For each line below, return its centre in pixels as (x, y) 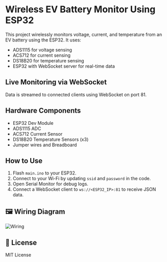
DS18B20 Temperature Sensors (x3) (51, 139)
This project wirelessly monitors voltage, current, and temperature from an (84, 34)
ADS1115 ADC (27, 128)
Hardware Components (43, 111)
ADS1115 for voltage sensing (42, 50)
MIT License (18, 255)
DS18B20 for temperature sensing (48, 60)
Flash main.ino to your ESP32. (44, 173)
